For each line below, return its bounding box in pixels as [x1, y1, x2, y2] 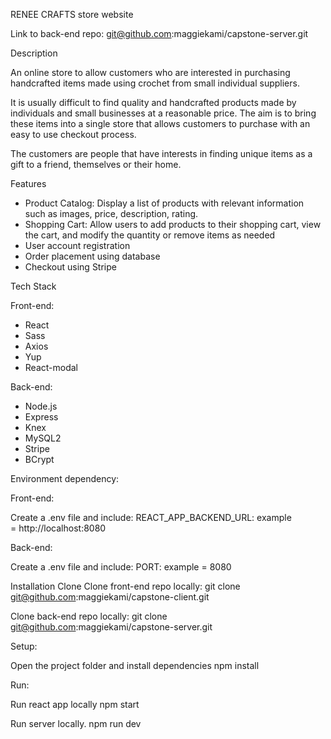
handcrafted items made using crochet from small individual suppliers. [10, 77, 300, 89]
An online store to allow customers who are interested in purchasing [10, 67, 291, 78]
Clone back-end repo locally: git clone [10, 610, 168, 622]
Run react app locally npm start [10, 699, 140, 710]
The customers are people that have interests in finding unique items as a [10, 148, 313, 159]
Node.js [24, 400, 58, 412]
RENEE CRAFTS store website [10, 9, 134, 20]
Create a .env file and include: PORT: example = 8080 [10, 561, 232, 573]
